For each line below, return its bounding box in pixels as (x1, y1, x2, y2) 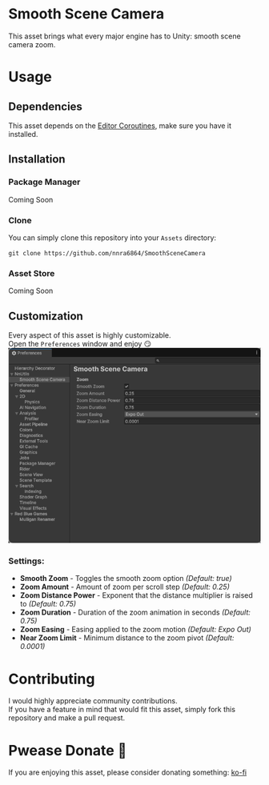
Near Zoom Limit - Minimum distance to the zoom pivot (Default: (19, 633, 235, 643)
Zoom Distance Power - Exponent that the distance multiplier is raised (19, 591, 254, 600)
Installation (8, 153, 66, 166)
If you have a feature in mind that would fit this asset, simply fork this (8, 705, 236, 715)
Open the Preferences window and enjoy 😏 (8, 339, 152, 349)
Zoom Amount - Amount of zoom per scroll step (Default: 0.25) (19, 582, 230, 592)
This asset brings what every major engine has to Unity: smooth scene (8, 31, 242, 41)
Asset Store (8, 267, 55, 278)
